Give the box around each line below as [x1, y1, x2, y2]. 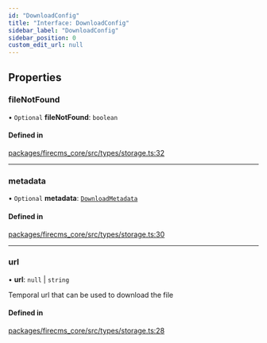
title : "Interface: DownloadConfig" [8, 19, 130, 27]
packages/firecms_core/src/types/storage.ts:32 [8, 148, 165, 158]
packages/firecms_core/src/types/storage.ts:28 [8, 326, 165, 336]
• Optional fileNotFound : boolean [8, 112, 118, 121]
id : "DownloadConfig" [8, 11, 80, 20]
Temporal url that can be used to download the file [8, 290, 173, 299]
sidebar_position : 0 [8, 33, 77, 42]
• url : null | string [8, 275, 70, 284]
